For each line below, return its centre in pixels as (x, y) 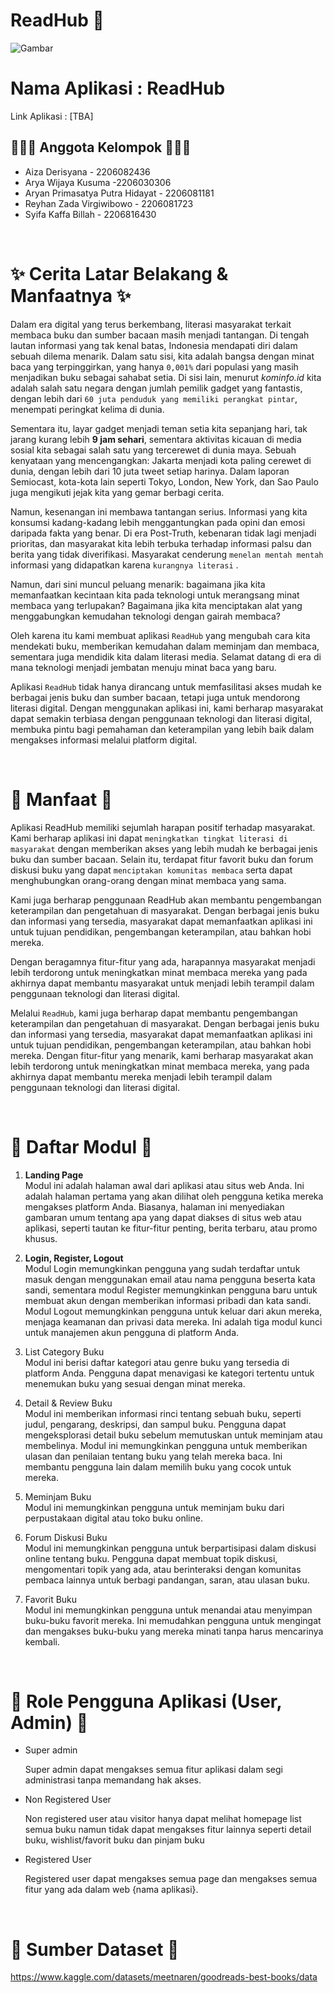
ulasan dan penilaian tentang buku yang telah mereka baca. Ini (153, 1456)
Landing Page (54, 1175)
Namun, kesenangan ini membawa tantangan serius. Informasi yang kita (159, 511)
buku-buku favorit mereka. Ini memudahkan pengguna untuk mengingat (173, 1620)
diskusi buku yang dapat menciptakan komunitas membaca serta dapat (151, 870)
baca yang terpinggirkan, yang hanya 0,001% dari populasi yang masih (154, 366)
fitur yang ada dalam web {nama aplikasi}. (111, 1890)
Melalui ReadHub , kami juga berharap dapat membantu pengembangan (154, 1013)
